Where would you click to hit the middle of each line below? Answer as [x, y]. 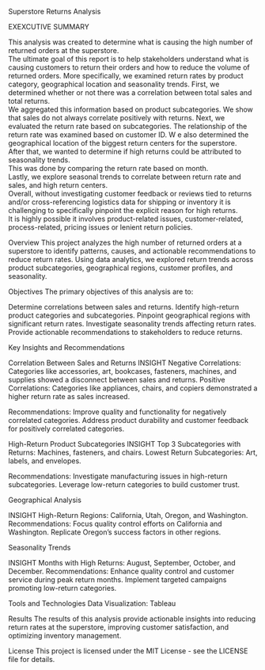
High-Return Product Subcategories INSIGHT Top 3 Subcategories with [125, 444]
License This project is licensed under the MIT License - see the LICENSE [128, 651]
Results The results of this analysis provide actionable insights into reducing [132, 619]
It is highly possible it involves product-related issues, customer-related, [126, 219]
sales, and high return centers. [58, 185]
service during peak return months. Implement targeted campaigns [117, 580]
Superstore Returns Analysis [55, 11]
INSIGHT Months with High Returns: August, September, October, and [122, 563]
